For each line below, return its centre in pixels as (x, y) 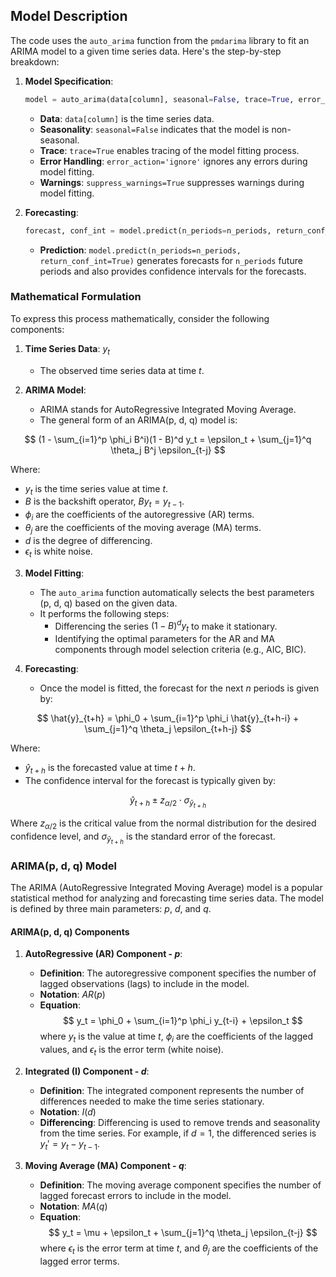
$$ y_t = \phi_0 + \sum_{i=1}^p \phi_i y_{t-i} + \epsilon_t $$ (182, 1021)
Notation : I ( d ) (68, 1112)
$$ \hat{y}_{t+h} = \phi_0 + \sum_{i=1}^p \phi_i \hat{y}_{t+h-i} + (168, 718)
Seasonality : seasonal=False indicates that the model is (154, 129)
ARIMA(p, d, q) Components (70, 931)
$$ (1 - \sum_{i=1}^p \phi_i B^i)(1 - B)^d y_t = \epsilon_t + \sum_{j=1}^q (168, 439)
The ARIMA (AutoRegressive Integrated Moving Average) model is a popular (166, 888)
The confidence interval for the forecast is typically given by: (150, 780)
